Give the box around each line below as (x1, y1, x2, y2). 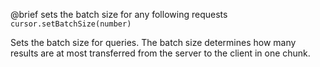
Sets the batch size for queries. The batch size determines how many (10, 37, 297, 48)
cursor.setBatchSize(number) (10, 19, 132, 29)
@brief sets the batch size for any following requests (10, 9, 228, 20)
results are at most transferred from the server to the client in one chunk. (10, 47, 311, 59)
